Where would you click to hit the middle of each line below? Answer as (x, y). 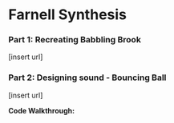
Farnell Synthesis (67, 15)
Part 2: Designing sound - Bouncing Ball (87, 77)
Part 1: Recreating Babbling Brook (75, 40)
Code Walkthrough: (41, 110)
